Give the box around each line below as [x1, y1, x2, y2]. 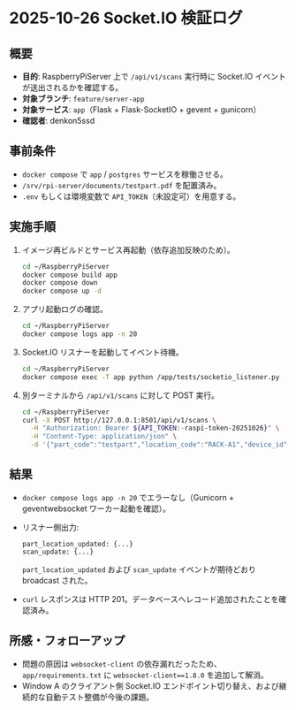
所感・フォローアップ [9, 633, 125, 648]
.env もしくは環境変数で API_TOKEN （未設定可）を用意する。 [21, 191, 241, 202]
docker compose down [21, 279, 98, 287]
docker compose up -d [21, 286, 102, 296]
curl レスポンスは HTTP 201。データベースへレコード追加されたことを [21, 593, 279, 604]
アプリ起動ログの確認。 [21, 304, 108, 315]
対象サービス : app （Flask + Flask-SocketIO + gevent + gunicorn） [21, 104, 262, 115]
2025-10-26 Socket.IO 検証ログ [9, 8, 243, 28]
